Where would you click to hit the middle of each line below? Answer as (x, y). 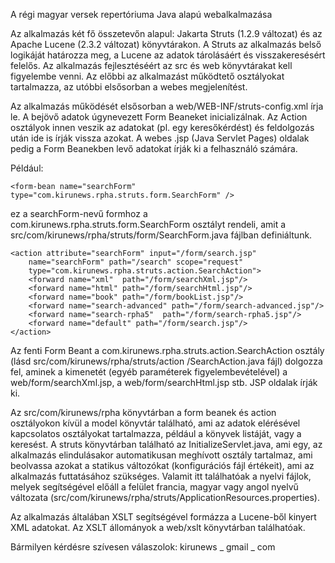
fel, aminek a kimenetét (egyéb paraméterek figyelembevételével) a (149, 372)
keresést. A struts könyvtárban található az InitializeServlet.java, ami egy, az (166, 444)
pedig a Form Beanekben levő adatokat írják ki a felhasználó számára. (154, 148)
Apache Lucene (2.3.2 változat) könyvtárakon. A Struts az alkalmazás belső (166, 44)
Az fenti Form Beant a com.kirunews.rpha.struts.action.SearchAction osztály (167, 350)
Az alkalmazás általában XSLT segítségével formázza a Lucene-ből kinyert (163, 517)
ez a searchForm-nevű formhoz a (79, 213)
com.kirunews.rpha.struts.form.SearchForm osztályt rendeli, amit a (148, 224)
